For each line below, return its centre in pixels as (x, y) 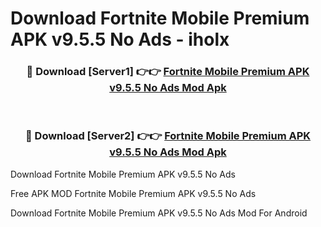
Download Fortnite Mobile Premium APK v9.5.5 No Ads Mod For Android (159, 213)
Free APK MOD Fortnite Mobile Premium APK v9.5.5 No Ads (133, 193)
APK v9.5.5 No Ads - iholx (120, 39)
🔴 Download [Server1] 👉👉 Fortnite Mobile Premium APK (168, 72)
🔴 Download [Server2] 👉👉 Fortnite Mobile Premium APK (168, 136)
